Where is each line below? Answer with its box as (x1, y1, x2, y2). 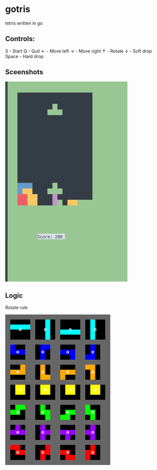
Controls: (5, 35, 35, 43)
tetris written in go (5, 20, 43, 26)
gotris (5, 4, 30, 15)
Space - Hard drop (5, 53, 44, 59)
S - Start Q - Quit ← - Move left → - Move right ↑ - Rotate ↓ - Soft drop (5, 48, 152, 54)
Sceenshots (5, 68, 43, 76)
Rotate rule (5, 304, 28, 310)
